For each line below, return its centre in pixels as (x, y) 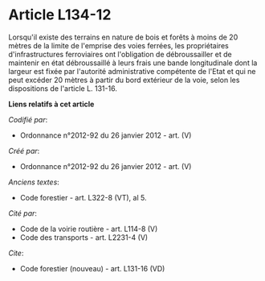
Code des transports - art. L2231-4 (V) (84, 237)
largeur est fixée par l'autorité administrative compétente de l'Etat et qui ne (132, 71)
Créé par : (24, 151)
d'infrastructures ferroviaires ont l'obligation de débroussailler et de (120, 54)
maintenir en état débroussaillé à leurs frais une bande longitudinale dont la (133, 63)
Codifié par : (28, 119)
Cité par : (23, 213)
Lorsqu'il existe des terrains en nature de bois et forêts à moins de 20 (123, 37)
